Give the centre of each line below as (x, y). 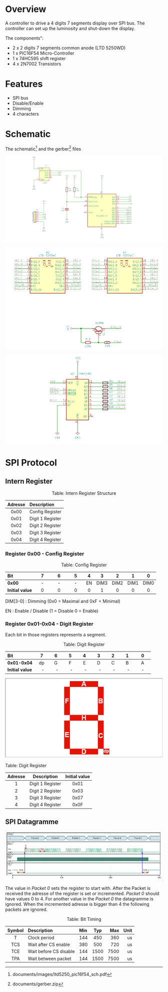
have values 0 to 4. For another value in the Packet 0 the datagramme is (79, 899)
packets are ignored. (26, 909)
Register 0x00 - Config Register (45, 554)
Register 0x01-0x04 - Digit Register (49, 624)
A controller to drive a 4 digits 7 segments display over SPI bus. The (75, 23)
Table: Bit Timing (84, 919)
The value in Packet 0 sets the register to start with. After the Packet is (78, 888)
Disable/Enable (28, 103)
